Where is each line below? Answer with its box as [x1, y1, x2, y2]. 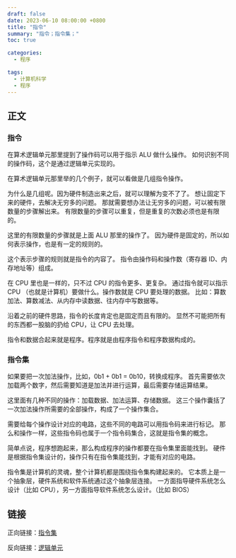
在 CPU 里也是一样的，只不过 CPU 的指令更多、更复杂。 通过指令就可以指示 [7, 279, 228, 287]
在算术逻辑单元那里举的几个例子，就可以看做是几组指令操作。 [7, 174, 187, 183]
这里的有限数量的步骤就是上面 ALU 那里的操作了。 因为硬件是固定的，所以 [7, 231, 223, 239]
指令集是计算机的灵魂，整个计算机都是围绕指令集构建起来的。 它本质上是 [7, 468, 220, 477]
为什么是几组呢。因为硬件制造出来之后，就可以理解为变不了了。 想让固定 [7, 189, 220, 198]
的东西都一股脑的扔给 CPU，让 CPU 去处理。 [7, 320, 138, 329]
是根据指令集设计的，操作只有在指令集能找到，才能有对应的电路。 [7, 452, 199, 461]
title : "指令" [7, 23, 47, 30]
